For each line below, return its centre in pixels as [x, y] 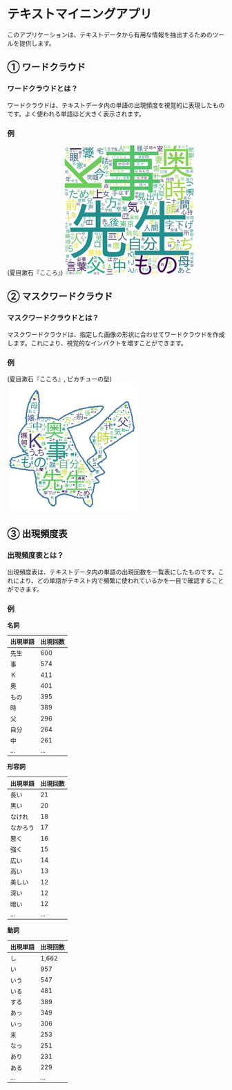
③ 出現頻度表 [37, 534]
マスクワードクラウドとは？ [53, 318]
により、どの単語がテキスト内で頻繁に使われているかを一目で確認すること [118, 580]
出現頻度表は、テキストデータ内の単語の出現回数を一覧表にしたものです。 [113, 572]
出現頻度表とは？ [36, 556]
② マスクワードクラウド [60, 297]
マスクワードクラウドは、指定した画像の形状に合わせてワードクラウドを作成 [116, 334]
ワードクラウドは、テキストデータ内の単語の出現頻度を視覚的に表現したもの [116, 105]
